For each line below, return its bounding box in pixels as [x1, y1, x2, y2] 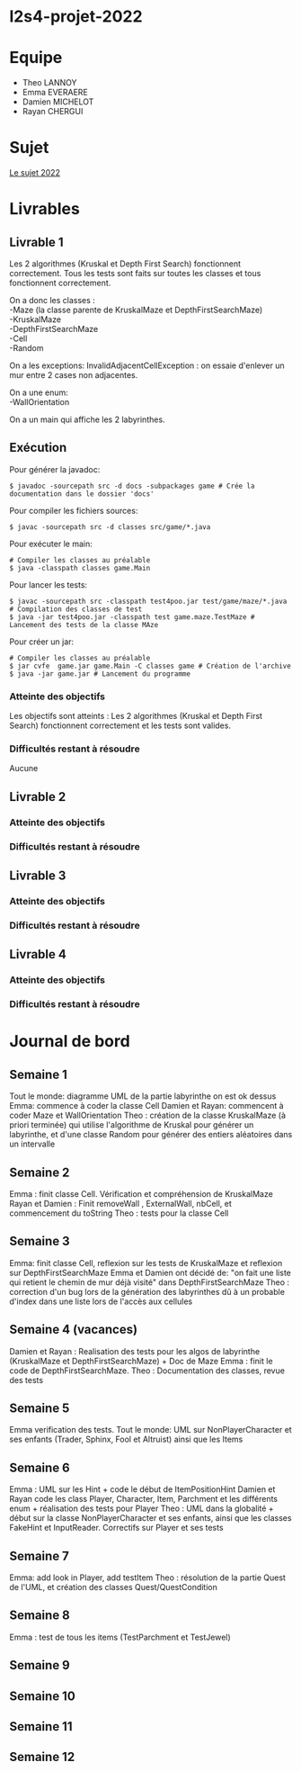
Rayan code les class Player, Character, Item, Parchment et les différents [9, 1494, 279, 1505]
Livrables [9, 199, 81, 220]
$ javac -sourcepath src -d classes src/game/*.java [9, 522, 211, 532]
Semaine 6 [9, 1460, 70, 1475]
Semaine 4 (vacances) [9, 1322, 137, 1337]
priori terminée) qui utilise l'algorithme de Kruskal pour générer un [9, 1119, 254, 1130]
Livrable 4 [9, 947, 67, 962]
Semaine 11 [9, 1719, 73, 1734]
